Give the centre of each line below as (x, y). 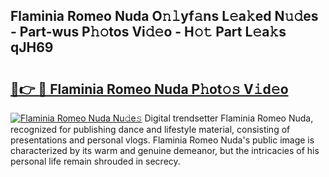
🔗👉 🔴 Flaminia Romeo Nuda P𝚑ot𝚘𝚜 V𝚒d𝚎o (149, 89)
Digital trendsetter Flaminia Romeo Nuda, (229, 118)
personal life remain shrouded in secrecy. (95, 161)
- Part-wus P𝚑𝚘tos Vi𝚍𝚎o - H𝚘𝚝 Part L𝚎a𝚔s (148, 32)
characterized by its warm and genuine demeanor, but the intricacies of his (165, 150)
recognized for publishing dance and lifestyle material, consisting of (150, 129)
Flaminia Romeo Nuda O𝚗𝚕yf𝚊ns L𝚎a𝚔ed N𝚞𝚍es (164, 16)
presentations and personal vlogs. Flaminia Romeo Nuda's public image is (162, 140)
